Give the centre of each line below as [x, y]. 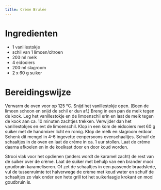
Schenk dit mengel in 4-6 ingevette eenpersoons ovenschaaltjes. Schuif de [80, 137]
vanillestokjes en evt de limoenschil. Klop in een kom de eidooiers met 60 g [80, 126]
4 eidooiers [23, 62]
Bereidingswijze [38, 92]
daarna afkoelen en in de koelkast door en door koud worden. [67, 147]
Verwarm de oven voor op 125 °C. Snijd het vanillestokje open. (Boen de [77, 106]
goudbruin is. [18, 182]
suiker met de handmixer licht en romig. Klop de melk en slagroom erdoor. [79, 131]
